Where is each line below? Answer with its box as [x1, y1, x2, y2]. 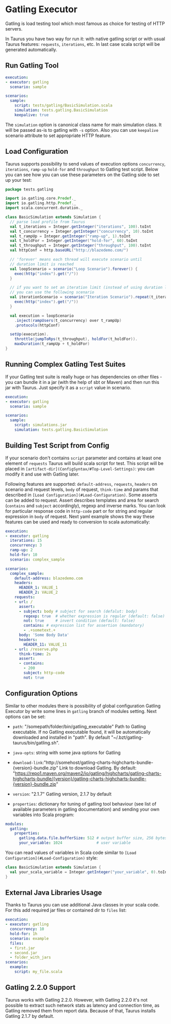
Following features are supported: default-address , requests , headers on [5, 481, 158, 487]
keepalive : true [14, 112, 49, 118]
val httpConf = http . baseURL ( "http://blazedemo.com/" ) [10, 248, 129, 253]
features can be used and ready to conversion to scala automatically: [5, 518, 150, 525]
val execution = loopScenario [10, 313, 74, 318]
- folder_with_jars [10, 955, 51, 960]
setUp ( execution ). [10, 332, 49, 337]
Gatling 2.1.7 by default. [5, 1013, 54, 1019]
